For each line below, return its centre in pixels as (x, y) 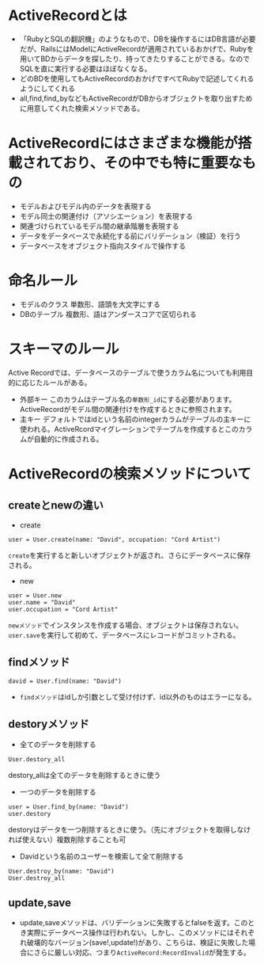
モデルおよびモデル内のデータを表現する (85, 206)
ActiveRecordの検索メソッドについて (130, 473)
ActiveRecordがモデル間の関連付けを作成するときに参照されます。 (128, 409)
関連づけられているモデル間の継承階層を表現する (99, 226)
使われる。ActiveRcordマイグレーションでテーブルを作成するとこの (129, 429)
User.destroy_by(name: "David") (61, 871)
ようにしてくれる (47, 88)
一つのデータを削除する (58, 792)
